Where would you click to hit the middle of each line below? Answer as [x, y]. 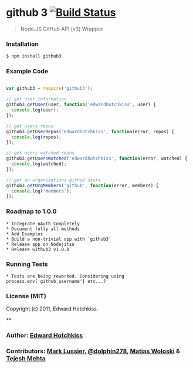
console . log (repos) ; [36, 137]
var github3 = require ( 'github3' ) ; [50, 89]
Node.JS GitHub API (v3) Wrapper [62, 29]
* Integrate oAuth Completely [43, 224]
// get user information [36, 99]
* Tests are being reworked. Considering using [65, 276]
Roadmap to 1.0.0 [31, 211]
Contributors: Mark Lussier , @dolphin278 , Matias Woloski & [93, 351]
